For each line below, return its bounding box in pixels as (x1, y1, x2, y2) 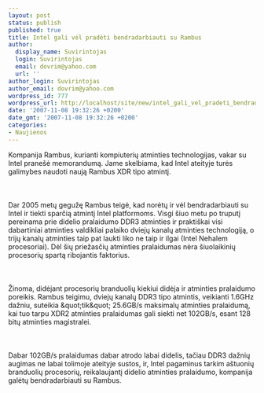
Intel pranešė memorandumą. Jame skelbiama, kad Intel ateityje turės (8, 158, 233, 167)
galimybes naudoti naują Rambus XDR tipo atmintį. (8, 167, 171, 176)
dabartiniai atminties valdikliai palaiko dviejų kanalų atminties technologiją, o (8, 225, 255, 234)
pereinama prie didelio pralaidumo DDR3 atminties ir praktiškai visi (8, 217, 223, 226)
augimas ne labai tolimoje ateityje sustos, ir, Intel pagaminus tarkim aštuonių (8, 358, 255, 368)
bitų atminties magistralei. (8, 317, 92, 326)
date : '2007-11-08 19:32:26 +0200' (8, 107, 125, 115)
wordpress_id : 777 (8, 92, 68, 100)
